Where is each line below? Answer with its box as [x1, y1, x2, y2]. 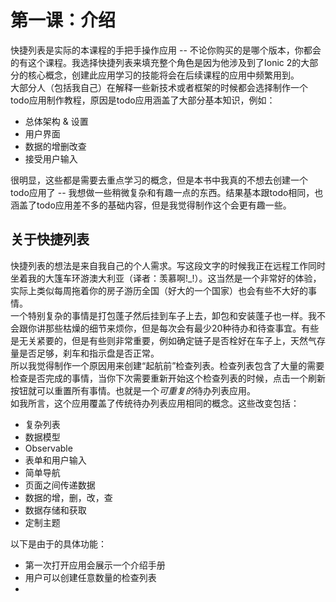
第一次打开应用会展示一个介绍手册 [24, 559, 166, 571]
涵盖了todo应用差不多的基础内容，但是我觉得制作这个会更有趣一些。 [10, 199, 292, 211]
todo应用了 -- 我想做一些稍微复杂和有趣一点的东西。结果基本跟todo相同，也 [10, 186, 324, 198]
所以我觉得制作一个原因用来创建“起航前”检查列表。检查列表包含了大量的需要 [10, 359, 325, 371]
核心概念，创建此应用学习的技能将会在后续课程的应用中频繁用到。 [27, 69, 300, 81]
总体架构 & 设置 [24, 115, 89, 127]
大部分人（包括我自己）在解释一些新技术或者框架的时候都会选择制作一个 [10, 81, 308, 93]
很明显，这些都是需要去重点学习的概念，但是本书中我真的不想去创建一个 [10, 174, 308, 186]
